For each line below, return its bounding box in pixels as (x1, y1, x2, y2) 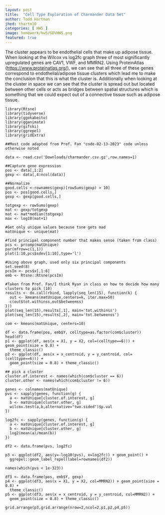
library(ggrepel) (5, 128, 41, 133)
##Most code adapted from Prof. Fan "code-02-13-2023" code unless (5, 141, 149, 147)
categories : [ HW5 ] (5, 26, 48, 31)
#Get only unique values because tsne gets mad (5, 225, 106, 230)
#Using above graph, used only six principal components (5, 260, 126, 265)
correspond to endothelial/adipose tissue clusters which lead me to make (5, 70, 156, 76)
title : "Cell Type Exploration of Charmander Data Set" (5, 12, 126, 17)
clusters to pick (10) (5, 286, 52, 291)
